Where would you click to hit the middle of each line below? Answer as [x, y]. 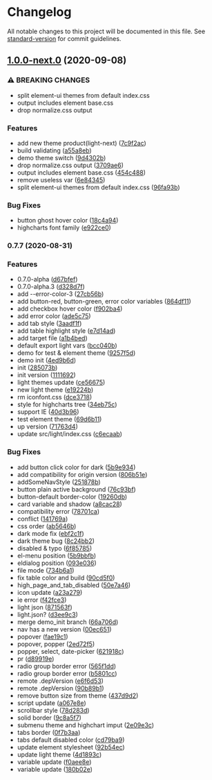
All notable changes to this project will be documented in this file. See [106, 31]
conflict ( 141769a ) [42, 519]
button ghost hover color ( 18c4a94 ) [68, 220]
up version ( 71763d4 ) [47, 426]
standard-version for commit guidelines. [64, 38]
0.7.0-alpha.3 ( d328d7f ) [51, 287]
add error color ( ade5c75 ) [54, 316]
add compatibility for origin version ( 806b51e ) [82, 474]
